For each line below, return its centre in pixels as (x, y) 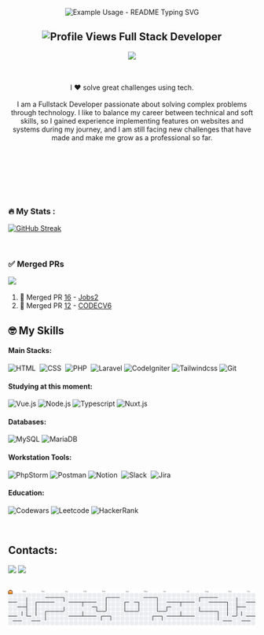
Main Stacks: (30, 351)
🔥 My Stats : (32, 211)
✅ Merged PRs (36, 264)
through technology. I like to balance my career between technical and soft (132, 112)
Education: (26, 493)
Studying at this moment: (50, 386)
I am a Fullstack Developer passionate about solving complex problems (132, 104)
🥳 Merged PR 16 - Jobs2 (59, 297)
